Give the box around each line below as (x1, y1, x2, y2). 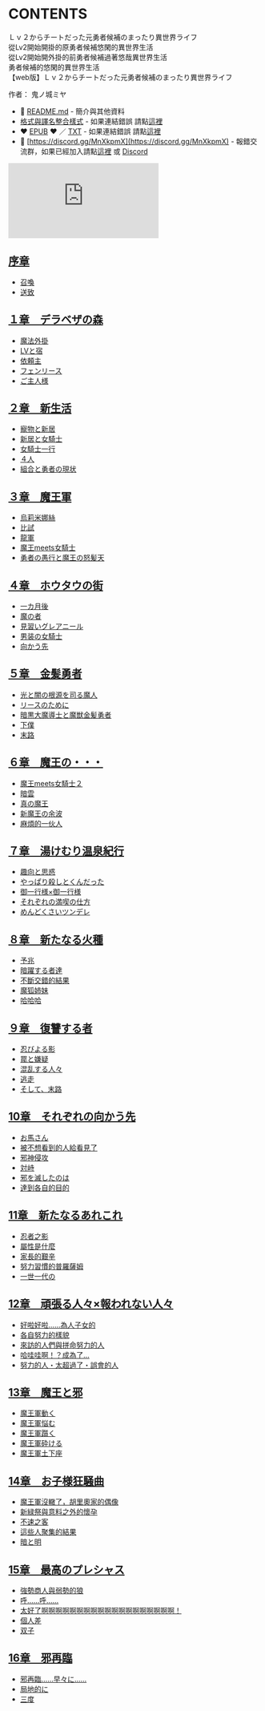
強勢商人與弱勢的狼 (19, 1585, 84, 1595)
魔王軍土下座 (19, 1448, 62, 1459)
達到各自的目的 (19, 1183, 70, 1192)
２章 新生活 (8, 402, 72, 415)
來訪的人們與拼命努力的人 (19, 1340, 105, 1350)
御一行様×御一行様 (19, 887, 82, 897)
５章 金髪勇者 (8, 667, 82, 681)
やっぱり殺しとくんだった (19, 877, 105, 886)
